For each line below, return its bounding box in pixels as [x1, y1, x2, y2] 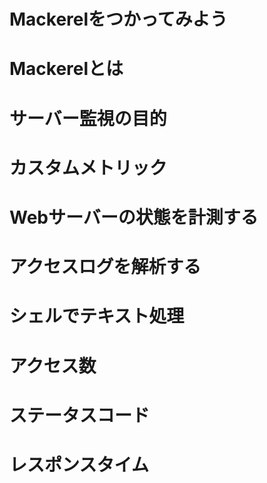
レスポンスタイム [9, 453, 149, 476]
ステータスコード [9, 404, 151, 427]
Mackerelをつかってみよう [9, 8, 228, 31]
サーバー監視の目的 [9, 107, 167, 130]
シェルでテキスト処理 [9, 305, 185, 328]
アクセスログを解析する [9, 256, 202, 279]
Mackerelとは [9, 58, 124, 80]
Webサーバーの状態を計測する [9, 206, 259, 229]
